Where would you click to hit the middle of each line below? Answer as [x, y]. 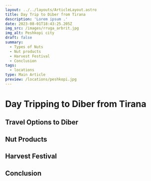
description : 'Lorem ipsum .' [37, 19]
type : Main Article [25, 75]
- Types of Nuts [26, 47]
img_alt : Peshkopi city [30, 33]
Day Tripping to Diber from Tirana [76, 104]
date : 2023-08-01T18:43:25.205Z [39, 24]
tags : [11, 65]
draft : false [19, 38]
